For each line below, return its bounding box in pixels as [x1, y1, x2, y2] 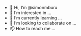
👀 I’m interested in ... [9, 10, 52, 16]
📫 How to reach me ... [9, 26, 55, 31]
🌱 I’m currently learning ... [9, 15, 62, 20]
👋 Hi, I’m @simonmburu [9, 5, 57, 10]
